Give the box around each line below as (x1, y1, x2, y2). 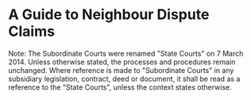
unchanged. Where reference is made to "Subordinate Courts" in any (8, 65, 234, 75)
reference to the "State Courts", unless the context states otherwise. (8, 82, 232, 92)
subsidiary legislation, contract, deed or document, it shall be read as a (8, 74, 241, 83)
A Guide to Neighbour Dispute (8, 6, 210, 24)
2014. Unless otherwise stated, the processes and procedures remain (8, 57, 236, 67)
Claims (8, 22, 56, 40)
